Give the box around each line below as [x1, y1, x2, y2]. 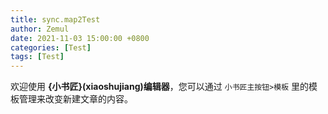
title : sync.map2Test [10, 14, 101, 25]
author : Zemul [10, 24, 70, 34]
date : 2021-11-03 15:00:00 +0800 [10, 33, 150, 43]
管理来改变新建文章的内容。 [18, 93, 133, 105]
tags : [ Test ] [10, 52, 65, 62]
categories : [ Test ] [10, 42, 92, 53]
